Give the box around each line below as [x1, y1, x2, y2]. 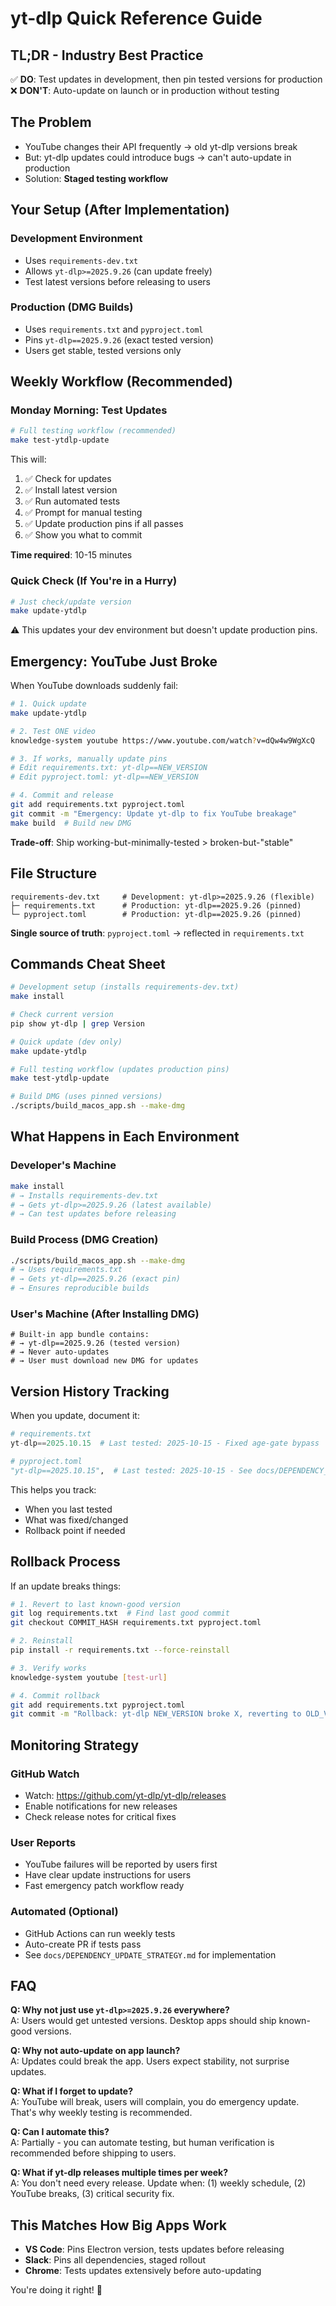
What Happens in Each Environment [10, 1128, 240, 1146]
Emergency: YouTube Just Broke [10, 653, 218, 670]
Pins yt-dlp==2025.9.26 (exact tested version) [24, 333, 214, 346]
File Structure [10, 865, 97, 882]
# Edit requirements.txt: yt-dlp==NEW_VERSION [10, 763, 208, 773]
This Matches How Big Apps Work [10, 2217, 227, 2234]
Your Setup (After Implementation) [10, 202, 230, 219]
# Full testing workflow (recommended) [10, 426, 177, 436]
